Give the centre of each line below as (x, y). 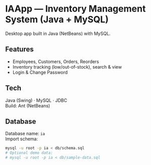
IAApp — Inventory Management (75, 9)
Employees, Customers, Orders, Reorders (56, 62)
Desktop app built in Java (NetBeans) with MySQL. (58, 33)
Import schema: (21, 139)
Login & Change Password (40, 72)
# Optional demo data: (29, 153)
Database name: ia (25, 134)
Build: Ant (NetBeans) (28, 105)
